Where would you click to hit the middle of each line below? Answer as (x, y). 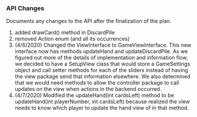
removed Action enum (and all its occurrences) (72, 39)
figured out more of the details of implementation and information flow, (101, 58)
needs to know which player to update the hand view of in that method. (102, 108)
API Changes (25, 8)
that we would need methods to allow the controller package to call (97, 83)
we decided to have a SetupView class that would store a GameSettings (102, 64)
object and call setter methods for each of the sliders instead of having (101, 70)
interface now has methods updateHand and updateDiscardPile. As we (101, 51)
